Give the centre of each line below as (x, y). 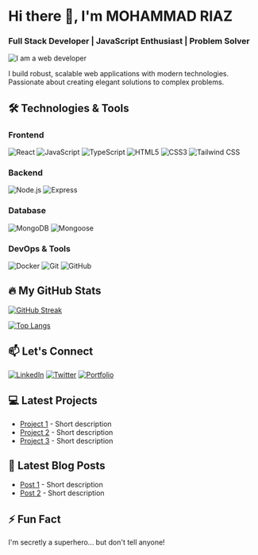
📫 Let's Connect (51, 352)
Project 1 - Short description (66, 424)
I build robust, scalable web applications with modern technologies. (119, 74)
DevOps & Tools (40, 248)
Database (27, 211)
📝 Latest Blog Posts (57, 466)
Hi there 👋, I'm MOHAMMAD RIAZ (120, 16)
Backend (26, 173)
